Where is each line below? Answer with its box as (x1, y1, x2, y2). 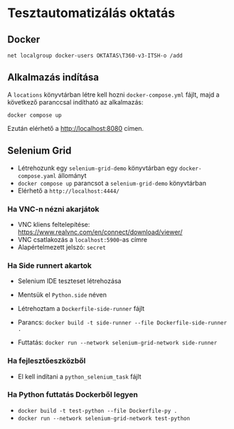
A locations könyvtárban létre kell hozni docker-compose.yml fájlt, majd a (7, 90, 220, 99)
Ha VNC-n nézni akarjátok (7, 204, 100, 214)
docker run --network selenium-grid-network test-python (17, 415, 191, 422)
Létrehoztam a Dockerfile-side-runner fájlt (17, 304, 145, 313)
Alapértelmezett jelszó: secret (17, 243, 107, 251)
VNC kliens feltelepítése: (17, 220, 90, 228)
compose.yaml (17, 172, 57, 179)
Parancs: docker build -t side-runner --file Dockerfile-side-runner (17, 318, 228, 327)
